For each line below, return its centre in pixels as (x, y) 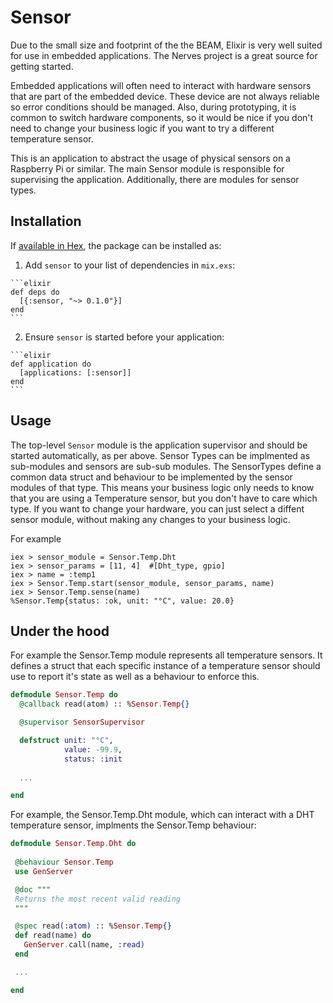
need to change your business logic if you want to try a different (142, 128)
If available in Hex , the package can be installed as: (116, 245)
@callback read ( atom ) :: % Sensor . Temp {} (104, 704)
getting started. (42, 66)
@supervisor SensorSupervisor (82, 722)
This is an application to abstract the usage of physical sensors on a (150, 158)
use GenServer (44, 871)
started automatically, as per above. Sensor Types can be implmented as (160, 455)
